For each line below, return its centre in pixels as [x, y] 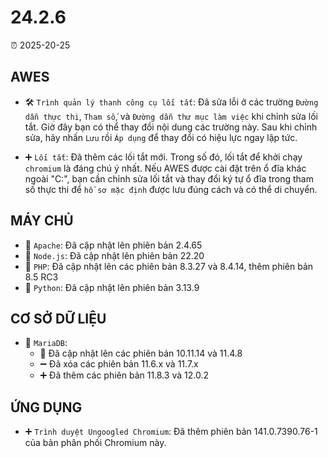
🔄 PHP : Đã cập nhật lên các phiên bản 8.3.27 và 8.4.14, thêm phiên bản [169, 266]
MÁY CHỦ [42, 221]
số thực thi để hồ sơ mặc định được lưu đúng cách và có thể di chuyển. [171, 189]
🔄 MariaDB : [46, 343]
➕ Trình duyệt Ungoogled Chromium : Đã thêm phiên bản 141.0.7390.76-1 [171, 432]
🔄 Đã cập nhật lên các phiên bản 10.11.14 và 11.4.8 [141, 353]
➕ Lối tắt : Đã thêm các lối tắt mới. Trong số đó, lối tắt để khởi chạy [163, 157]
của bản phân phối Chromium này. [95, 443]
